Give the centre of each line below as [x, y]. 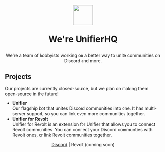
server [19, 114]
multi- [151, 108]
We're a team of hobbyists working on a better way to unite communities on [83, 56]
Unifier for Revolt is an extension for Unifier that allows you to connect [84, 124]
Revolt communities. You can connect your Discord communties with [82, 129]
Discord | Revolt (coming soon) [83, 144]
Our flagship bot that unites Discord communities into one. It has [78, 108]
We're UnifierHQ [83, 39]
